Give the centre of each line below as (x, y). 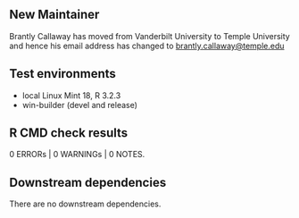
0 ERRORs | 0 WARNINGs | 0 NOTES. (77, 155)
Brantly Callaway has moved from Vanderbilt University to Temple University (149, 36)
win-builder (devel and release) (80, 105)
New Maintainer (54, 15)
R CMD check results (69, 133)
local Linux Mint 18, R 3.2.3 (71, 95)
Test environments (62, 74)
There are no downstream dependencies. (85, 204)
